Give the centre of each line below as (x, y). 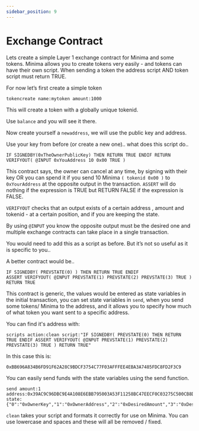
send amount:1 (24, 389)
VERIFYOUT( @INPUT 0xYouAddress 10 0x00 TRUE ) (66, 160)
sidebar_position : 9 (32, 12)
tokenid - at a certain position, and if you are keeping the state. (83, 214)
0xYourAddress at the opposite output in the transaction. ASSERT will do (91, 184)
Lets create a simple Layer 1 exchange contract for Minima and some (90, 58)
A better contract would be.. (41, 261)
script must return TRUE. (36, 76)
